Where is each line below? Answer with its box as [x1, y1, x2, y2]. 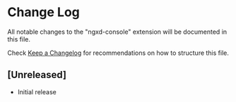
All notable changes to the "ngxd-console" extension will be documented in [7, 27, 228, 36]
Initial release [17, 87, 57, 96]
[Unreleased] [7, 69, 67, 81]
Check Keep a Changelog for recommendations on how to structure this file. [7, 49, 230, 57]
